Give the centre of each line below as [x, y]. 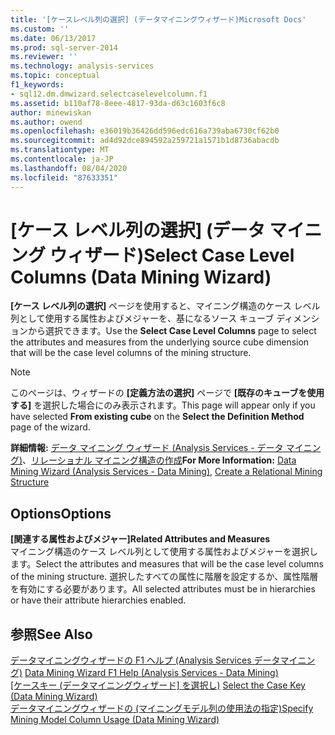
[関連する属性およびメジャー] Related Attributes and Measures [140, 539]
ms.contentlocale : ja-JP [62, 159]
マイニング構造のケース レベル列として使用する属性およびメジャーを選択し [164, 552]
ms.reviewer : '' [44, 57]
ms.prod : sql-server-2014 [64, 47]
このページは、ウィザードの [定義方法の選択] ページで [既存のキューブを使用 [167, 393]
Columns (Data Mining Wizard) [141, 277]
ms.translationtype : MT [60, 150]
